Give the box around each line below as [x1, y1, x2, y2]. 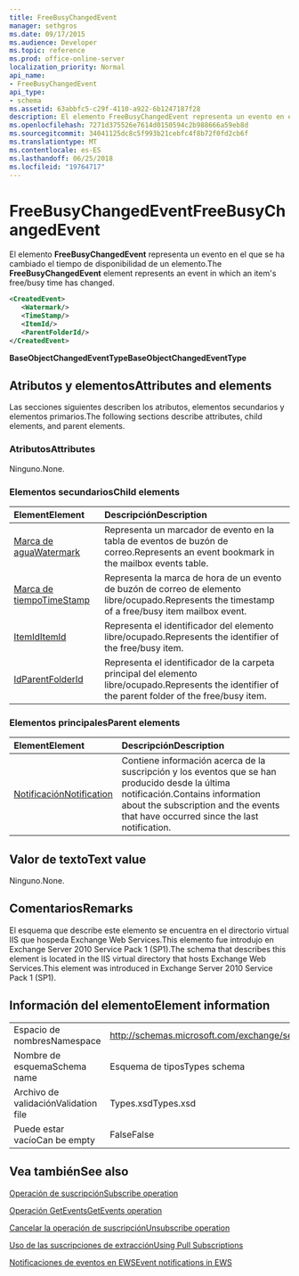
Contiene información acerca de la [121, 754, 266, 767]
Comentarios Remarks [9, 901, 133, 917]
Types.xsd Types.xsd [109, 1097, 196, 1109]
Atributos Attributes [9, 443, 96, 456]
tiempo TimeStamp [13, 594, 91, 606]
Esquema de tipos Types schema [109, 1060, 246, 1073]
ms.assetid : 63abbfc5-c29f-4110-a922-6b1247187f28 [9, 104, 201, 113]
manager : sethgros [9, 21, 77, 30]
